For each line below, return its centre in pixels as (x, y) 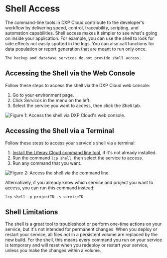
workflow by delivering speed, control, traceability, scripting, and (72, 27)
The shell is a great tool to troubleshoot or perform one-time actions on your (83, 224)
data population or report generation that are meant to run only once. (76, 49)
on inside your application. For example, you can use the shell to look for (80, 38)
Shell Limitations (32, 212)
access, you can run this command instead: (50, 188)
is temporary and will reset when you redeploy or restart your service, (77, 245)
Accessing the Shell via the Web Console (70, 73)
